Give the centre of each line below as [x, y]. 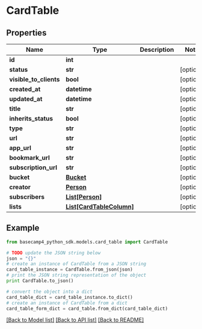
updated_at [26, 99]
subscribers [27, 197]
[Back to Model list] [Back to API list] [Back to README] [75, 320]
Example [23, 228]
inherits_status [31, 118]
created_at [25, 89]
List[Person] [84, 197]
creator [20, 187]
